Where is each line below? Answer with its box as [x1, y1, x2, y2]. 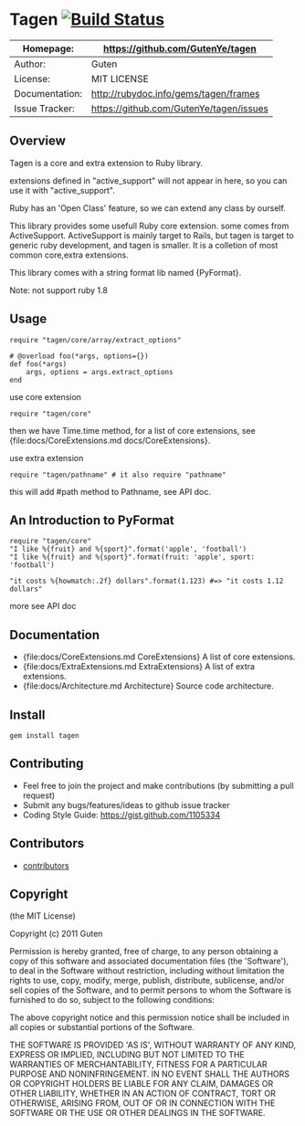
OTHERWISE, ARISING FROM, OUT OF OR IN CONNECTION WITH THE [9, 1098, 276, 1109]
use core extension [9, 391, 82, 402]
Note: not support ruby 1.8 [9, 284, 108, 296]
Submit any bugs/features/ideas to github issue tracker [22, 799, 230, 810]
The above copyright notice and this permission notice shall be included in [9, 1012, 289, 1023]
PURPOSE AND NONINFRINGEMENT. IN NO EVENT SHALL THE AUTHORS [9, 1068, 290, 1079]
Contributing [9, 756, 84, 772]
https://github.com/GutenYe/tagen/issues [90, 101, 269, 114]
